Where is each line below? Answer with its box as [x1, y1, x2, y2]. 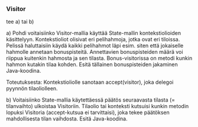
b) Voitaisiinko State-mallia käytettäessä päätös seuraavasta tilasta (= [6, 96, 176, 103]
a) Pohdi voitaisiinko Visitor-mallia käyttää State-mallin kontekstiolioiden [6, 30, 181, 37]
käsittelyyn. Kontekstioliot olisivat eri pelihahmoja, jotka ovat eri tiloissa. [6, 36, 180, 43]
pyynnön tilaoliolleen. [6, 85, 58, 92]
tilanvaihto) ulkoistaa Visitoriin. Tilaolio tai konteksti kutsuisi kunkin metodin [6, 103, 189, 110]
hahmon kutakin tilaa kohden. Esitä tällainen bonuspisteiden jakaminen [6, 61, 178, 68]
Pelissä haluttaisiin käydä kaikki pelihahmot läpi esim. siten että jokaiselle [6, 42, 184, 49]
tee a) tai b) [6, 18, 34, 25]
